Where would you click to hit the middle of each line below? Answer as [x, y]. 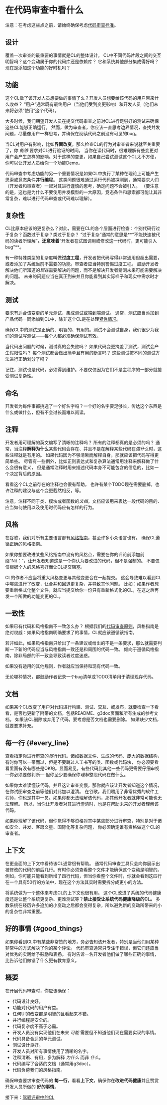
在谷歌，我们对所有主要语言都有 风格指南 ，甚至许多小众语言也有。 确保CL [81, 537]
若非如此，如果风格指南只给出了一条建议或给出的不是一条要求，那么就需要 [81, 643]
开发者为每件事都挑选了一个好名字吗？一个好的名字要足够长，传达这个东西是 [83, 406]
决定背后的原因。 [27, 473]
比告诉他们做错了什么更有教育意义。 [42, 960]
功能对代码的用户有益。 [36, 1007]
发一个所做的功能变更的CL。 [34, 596]
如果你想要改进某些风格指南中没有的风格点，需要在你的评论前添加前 [75, 554]
